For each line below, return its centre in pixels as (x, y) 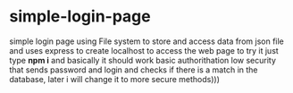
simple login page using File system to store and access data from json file (146, 41)
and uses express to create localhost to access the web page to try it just (144, 50)
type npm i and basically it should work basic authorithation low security (143, 60)
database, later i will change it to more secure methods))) (115, 79)
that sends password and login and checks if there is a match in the (134, 70)
